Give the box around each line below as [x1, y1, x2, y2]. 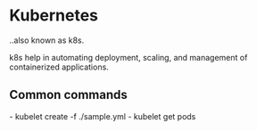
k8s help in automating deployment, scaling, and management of [9, 52, 248, 62]
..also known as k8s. [9, 35, 85, 45]
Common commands [9, 87, 128, 102]
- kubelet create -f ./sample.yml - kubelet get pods [9, 111, 196, 121]
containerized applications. [9, 61, 109, 72]
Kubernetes [9, 5, 99, 26]
